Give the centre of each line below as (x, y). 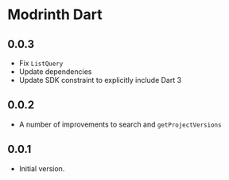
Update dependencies (55, 72)
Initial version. (42, 168)
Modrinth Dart (55, 15)
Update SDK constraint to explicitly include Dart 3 (100, 80)
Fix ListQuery (41, 63)
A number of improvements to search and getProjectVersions (120, 124)
